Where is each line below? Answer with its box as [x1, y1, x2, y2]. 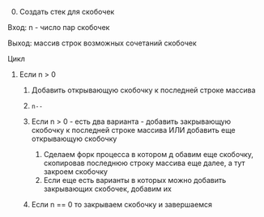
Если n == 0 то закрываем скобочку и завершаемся [31, 200, 212, 209]
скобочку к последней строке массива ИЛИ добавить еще [31, 126, 236, 134]
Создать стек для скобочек [19, 7, 115, 16]
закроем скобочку [43, 167, 109, 177]
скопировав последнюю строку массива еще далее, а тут [43, 158, 245, 168]
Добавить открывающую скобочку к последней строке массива [31, 85, 256, 95]
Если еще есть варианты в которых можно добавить [43, 176, 227, 185]
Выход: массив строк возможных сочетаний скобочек [7, 38, 197, 48]
